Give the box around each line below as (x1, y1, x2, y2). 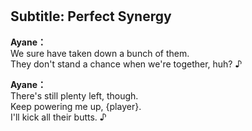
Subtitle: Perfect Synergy (10, 8, 172, 25)
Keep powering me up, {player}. (10, 100, 142, 112)
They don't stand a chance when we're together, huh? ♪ (10, 58, 243, 70)
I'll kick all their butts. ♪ (10, 111, 107, 123)
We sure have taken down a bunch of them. (10, 47, 190, 59)
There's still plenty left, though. (10, 89, 139, 102)
